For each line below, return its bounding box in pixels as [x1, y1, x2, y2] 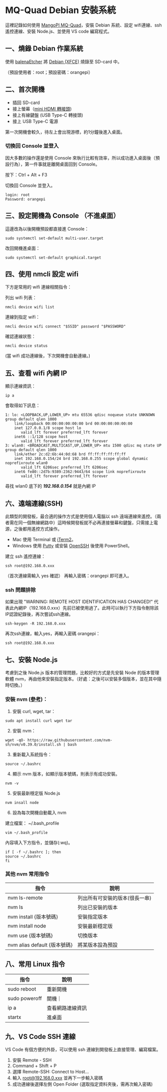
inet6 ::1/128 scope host [14, 434, 68, 439]
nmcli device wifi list [5, 304, 55, 310]
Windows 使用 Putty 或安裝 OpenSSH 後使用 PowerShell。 [12, 543, 132, 549]
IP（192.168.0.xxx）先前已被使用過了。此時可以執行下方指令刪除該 [22, 605, 159, 611]
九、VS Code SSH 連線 [5, 1032, 76, 1041]
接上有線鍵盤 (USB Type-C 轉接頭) [12, 112, 83, 118]
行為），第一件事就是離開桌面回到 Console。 [9, 161, 100, 167]
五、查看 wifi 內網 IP [5, 368, 67, 377]
